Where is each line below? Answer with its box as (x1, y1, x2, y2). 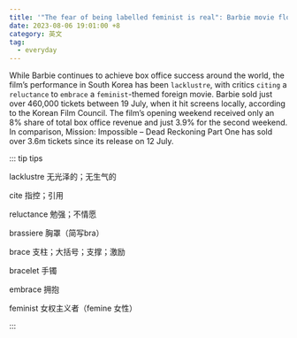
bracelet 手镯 (9, 265, 57, 276)
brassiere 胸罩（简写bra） (9, 227, 104, 239)
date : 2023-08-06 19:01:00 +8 (9, 21, 121, 30)
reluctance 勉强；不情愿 (9, 209, 97, 219)
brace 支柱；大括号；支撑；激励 (9, 247, 126, 257)
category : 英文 (9, 29, 63, 38)
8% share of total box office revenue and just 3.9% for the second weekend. (9, 117, 288, 128)
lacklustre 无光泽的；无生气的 (9, 172, 117, 182)
